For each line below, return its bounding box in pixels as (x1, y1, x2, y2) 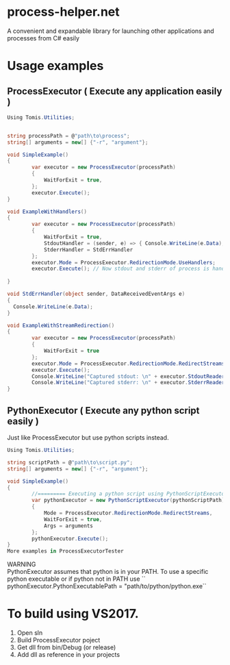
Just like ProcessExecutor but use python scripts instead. (7, 434, 169, 442)
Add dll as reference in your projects (16, 651, 120, 659)
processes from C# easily (7, 34, 80, 42)
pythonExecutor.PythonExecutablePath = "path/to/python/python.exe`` (7, 582, 207, 590)
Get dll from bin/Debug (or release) (16, 643, 116, 651)
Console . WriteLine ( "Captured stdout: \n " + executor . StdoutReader (31, 373, 225, 380)
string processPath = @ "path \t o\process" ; (7, 132, 130, 139)
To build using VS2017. (7, 606, 139, 622)
